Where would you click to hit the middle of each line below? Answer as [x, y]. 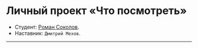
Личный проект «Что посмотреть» [97, 11]
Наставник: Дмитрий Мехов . [47, 33]
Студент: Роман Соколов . [47, 27]
